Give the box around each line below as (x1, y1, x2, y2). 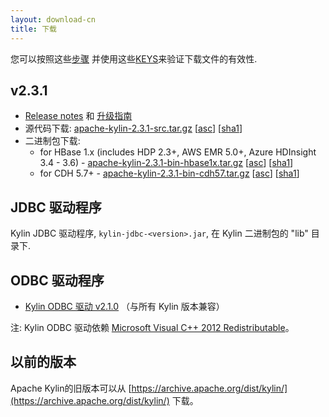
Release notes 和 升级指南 (24, 110, 133, 122)
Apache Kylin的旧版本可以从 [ (10, 382, 132, 394)
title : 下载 (10, 24, 57, 34)
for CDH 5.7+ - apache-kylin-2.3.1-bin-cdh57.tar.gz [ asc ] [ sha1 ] (39, 167, 300, 180)
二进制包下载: (24, 135, 81, 147)
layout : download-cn (10, 14, 97, 25)
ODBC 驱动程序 (10, 272, 105, 289)
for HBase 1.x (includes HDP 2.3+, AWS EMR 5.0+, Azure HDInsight (39, 146, 317, 158)
